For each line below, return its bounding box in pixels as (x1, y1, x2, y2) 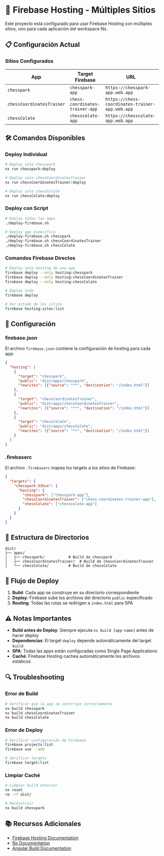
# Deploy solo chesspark (5, 162, 56, 167)
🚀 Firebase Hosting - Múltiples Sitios (5, 4, 156, 16)
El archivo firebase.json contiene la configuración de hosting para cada (5, 346, 151, 351)
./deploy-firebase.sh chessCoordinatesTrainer (5, 238, 102, 244)
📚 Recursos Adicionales (5, 820, 82, 828)
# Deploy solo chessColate (5, 188, 60, 194)
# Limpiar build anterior (5, 783, 58, 788)
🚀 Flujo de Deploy (5, 577, 59, 585)
